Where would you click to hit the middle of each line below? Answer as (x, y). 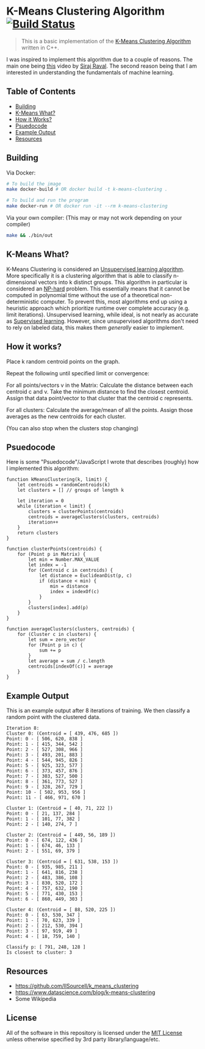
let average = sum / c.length (67, 661)
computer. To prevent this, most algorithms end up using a (114, 301)
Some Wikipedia (36, 999)
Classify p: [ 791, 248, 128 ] (46, 947)
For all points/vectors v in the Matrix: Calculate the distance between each (100, 385)
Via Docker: (21, 173)
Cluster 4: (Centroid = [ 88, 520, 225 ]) (61, 910)
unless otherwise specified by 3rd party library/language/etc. (83, 1039)
